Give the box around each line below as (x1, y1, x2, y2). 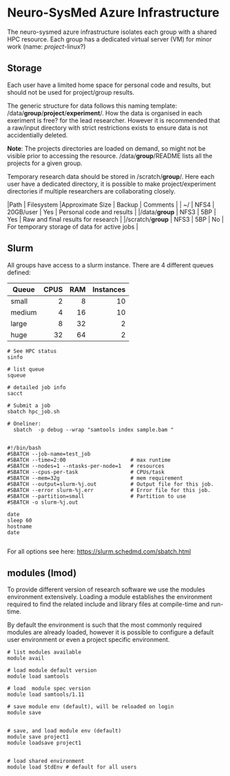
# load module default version (7, 667, 97, 674)
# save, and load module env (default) (7, 728, 122, 735)
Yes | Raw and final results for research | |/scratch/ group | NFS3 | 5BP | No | (7, 215, 224, 223)
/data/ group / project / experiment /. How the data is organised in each (7, 108, 202, 117)
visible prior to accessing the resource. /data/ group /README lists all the (7, 151, 213, 160)
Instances (92, 285, 126, 294)
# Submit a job (7, 402, 51, 409)
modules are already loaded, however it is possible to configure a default (7, 628, 214, 636)
